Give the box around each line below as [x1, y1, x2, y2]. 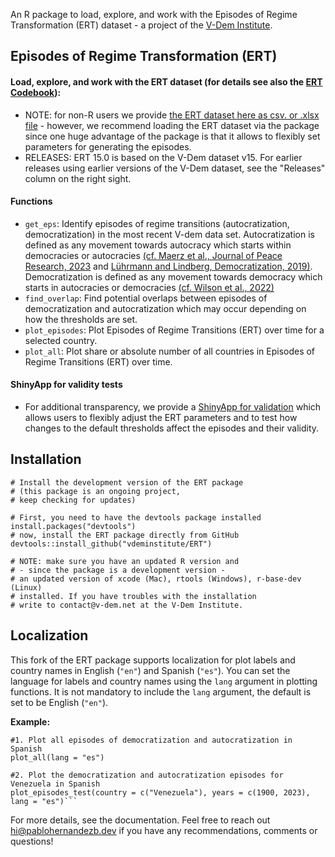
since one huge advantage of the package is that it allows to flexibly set [24, 130, 321, 142]
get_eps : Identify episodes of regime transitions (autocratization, [24, 217, 290, 229]
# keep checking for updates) [10, 495, 137, 505]
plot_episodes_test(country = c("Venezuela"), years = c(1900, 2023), [10, 787, 311, 798]
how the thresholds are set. [24, 313, 138, 325]
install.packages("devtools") [10, 521, 137, 531]
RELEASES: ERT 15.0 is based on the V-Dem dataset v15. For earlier [24, 151, 303, 163]
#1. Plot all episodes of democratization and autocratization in [10, 735, 293, 745]
